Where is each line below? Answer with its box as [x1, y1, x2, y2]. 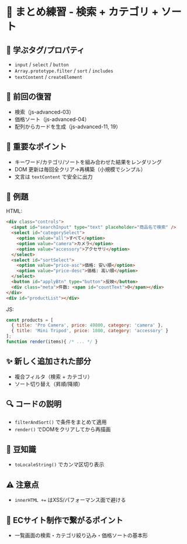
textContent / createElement [14, 74, 83, 80]
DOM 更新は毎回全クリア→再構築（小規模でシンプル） [14, 166, 146, 173]
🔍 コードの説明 [6, 399, 62, 409]
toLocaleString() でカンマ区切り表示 [14, 461, 105, 468]
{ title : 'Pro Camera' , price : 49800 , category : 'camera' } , [11, 322, 164, 328]
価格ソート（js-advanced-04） [14, 115, 90, 123]
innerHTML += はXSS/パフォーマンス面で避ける [14, 497, 126, 504]
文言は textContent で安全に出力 [14, 173, 93, 180]
